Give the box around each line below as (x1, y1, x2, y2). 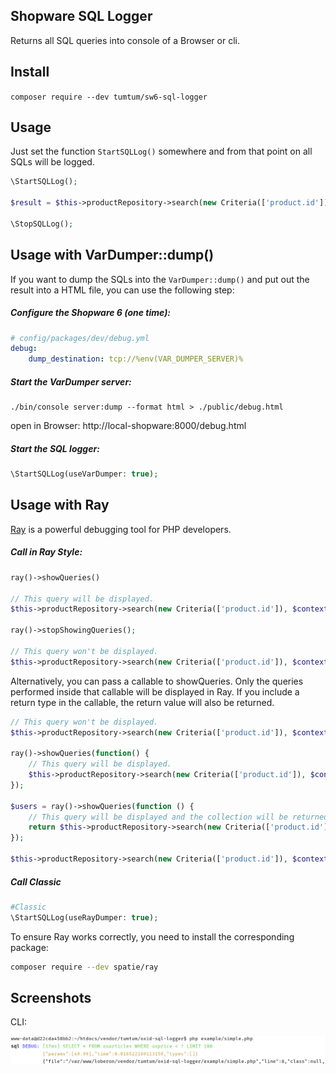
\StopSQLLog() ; (10, 219, 74, 229)
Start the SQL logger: (10, 442, 100, 454)
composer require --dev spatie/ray (10, 962, 159, 972)
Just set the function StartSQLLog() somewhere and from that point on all (10, 145, 313, 158)
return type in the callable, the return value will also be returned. (10, 696, 275, 708)
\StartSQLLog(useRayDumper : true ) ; (10, 912, 159, 923)
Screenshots (10, 989, 92, 1006)
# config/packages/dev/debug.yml (10, 333, 150, 343)
